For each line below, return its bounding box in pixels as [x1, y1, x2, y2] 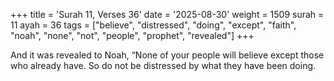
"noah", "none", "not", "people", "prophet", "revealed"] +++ [10, 30, 255, 41]
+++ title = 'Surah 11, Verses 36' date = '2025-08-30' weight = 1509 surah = [10, 9, 325, 20]
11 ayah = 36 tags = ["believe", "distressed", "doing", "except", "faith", [10, 19, 297, 31]
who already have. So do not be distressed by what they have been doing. [10, 60, 317, 71]
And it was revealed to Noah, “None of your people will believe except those [10, 49, 325, 61]
